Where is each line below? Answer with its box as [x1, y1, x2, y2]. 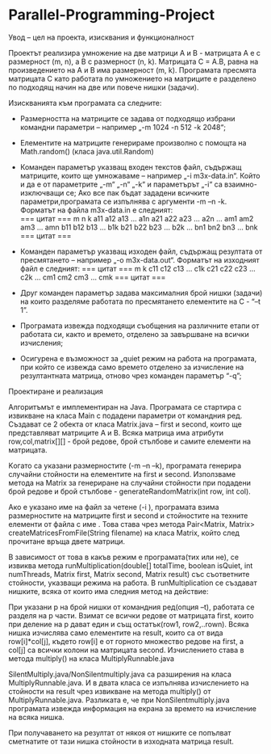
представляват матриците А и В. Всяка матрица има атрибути [8, 428, 224, 437]
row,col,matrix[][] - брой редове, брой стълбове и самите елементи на [8, 436, 252, 446]
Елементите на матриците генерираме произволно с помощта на [19, 137, 247, 147]
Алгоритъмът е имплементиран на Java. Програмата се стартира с [8, 402, 242, 411]
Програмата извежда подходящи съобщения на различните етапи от [19, 321, 260, 331]
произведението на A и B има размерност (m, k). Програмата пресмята [8, 65, 256, 74]
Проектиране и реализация [8, 386, 103, 396]
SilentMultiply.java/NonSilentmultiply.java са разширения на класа [8, 669, 232, 679]
